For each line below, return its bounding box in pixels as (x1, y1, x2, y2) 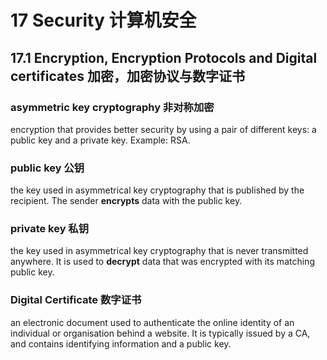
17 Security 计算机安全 (10, 9, 197, 32)
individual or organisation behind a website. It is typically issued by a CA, (10, 327, 311, 339)
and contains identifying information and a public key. (10, 337, 232, 350)
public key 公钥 (10, 161, 85, 175)
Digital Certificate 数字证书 (10, 293, 142, 307)
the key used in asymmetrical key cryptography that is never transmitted (10, 245, 309, 257)
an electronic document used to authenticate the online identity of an (10, 316, 295, 328)
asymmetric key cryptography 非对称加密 (10, 100, 215, 114)
